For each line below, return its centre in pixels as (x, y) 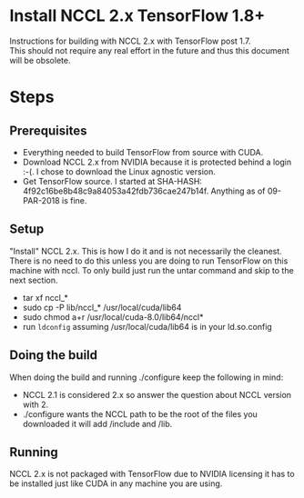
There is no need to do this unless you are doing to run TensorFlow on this (149, 261)
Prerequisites (48, 130)
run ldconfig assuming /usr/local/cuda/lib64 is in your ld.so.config (147, 326)
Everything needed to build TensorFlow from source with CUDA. (143, 152)
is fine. (75, 200)
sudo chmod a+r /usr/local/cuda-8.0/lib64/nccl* (113, 317)
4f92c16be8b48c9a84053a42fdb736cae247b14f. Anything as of (144, 191)
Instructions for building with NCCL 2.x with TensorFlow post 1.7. (131, 41)
